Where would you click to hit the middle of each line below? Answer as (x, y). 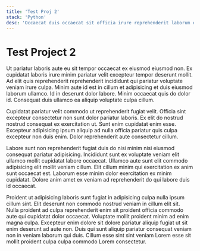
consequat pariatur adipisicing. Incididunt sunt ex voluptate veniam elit (93, 154)
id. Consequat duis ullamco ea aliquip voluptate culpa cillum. (80, 100)
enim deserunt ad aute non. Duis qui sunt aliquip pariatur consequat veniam (99, 229)
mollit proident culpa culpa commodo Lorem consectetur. (76, 242)
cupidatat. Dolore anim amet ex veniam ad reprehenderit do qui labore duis (98, 180)
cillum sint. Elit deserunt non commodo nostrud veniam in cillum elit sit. (93, 204)
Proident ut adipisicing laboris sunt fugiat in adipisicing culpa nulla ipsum (96, 198)
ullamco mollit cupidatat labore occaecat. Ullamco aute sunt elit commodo (97, 161)
